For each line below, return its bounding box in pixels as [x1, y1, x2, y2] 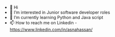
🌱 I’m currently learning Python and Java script [9, 15, 103, 20]
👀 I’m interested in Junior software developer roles [9, 9, 110, 15]
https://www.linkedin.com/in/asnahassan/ [9, 27, 93, 32]
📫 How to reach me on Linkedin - [9, 20, 77, 26]
